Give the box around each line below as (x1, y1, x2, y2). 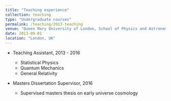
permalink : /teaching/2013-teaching (5, 21, 83, 27)
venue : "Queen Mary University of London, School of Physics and (5, 26, 147, 31)
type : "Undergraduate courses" (5, 17, 72, 22)
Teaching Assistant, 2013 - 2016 (12, 49, 80, 56)
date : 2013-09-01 (5, 31, 42, 36)
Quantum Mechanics (20, 64, 64, 71)
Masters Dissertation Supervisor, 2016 (12, 80, 93, 86)
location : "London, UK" (5, 36, 56, 41)
